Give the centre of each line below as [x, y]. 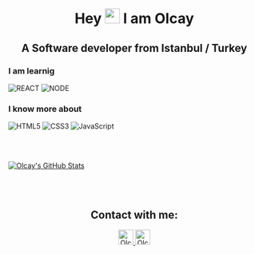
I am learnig [32, 70]
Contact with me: [134, 214]
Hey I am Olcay [134, 19]
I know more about [45, 109]
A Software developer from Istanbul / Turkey [134, 48]
